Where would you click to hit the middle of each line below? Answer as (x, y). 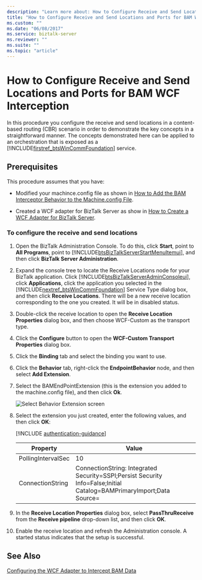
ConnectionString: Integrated (116, 468)
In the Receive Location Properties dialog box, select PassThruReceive (105, 513)
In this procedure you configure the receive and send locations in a (90, 122)
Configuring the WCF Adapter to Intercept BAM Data (72, 570)
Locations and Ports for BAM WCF (94, 93)
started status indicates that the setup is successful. (80, 537)
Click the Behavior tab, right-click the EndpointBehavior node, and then (105, 368)
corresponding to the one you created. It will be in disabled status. (97, 302)
